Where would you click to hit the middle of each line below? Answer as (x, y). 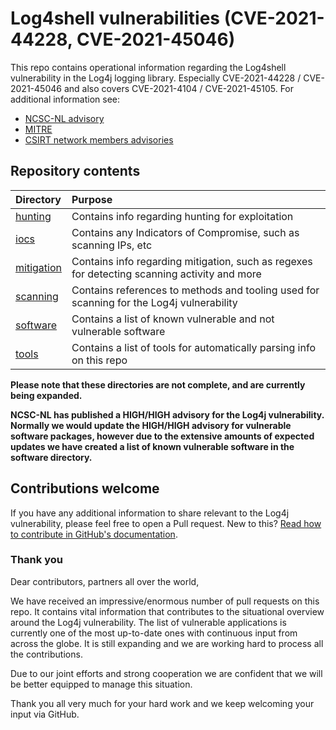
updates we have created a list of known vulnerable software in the (152, 446)
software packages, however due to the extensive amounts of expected (162, 436)
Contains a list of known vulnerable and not (173, 319)
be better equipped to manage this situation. (101, 684)
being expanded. (46, 395)
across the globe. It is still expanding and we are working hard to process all (167, 643)
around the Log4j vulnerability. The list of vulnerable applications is (148, 622)
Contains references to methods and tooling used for (195, 290)
